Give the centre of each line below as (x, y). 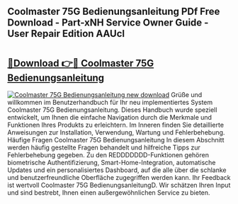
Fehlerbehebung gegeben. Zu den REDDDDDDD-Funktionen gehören (108, 155)
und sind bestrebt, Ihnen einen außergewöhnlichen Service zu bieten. (109, 193)
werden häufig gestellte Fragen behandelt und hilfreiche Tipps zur (104, 147)
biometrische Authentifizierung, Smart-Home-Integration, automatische (112, 163)
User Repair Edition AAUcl (66, 34)
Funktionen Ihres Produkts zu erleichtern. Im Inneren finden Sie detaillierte (116, 125)
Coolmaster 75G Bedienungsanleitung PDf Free (114, 12)
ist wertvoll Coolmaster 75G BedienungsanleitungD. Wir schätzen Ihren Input (119, 185)
